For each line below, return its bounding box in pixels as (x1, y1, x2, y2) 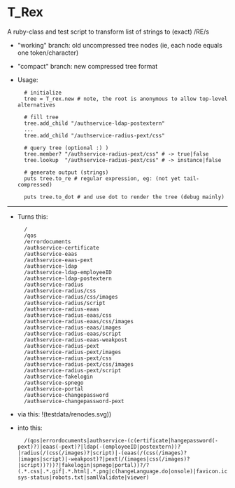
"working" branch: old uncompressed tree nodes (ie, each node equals (17, 41, 222, 49)
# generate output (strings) (24, 169, 109, 176)
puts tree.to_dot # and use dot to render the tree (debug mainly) (24, 194, 225, 201)
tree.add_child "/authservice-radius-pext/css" (24, 132, 166, 139)
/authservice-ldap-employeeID (24, 269, 112, 276)
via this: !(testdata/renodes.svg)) (17, 409, 112, 418)
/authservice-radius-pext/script (24, 367, 122, 374)
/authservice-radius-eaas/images (24, 324, 122, 331)
